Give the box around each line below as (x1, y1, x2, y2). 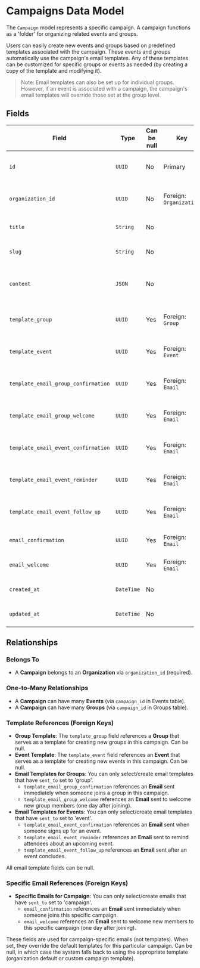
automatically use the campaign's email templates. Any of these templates (6, 54, 189, 61)
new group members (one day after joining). (23, 802, 132, 809)
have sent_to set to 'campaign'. (14, 899, 92, 906)
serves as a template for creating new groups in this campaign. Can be (14, 738, 189, 746)
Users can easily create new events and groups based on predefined (6, 42, 176, 49)
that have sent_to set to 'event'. (14, 815, 93, 822)
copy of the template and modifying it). (6, 67, 102, 74)
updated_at (9, 610, 40, 617)
